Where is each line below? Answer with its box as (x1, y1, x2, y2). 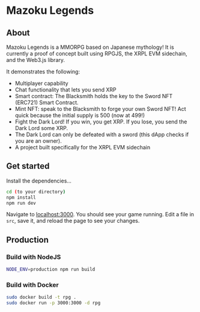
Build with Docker (6, 281, 59, 289)
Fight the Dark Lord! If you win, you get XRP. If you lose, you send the (14, 118, 187, 125)
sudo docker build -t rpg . (6, 295, 77, 301)
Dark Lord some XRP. (14, 125, 68, 131)
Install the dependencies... (6, 177, 72, 184)
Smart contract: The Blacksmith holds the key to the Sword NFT (14, 93, 173, 99)
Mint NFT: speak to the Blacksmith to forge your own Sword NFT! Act (14, 105, 186, 112)
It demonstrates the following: (6, 68, 80, 75)
